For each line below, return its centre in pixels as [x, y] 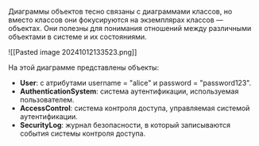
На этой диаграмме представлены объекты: [84, 67]
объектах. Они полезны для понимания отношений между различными [130, 28]
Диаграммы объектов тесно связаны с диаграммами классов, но [120, 12]
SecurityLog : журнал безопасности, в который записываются [125, 125]
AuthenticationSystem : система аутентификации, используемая [129, 91]
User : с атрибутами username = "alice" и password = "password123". [135, 83]
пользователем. [47, 100]
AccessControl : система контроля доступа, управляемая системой [135, 108]
